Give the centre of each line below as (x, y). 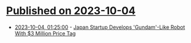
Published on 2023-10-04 (71, 11)
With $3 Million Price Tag (45, 33)
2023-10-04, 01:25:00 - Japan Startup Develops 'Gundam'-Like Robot (100, 27)
